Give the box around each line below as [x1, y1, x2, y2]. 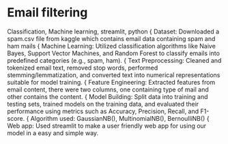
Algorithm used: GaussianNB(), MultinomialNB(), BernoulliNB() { [30, 114, 210, 122]
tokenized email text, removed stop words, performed [7, 63, 158, 72]
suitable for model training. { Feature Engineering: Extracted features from [7, 78, 216, 86]
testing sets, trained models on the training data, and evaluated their [7, 100, 199, 108]
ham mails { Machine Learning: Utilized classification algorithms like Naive [7, 42, 216, 50]
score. [7, 114, 25, 122]
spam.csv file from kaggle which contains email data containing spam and [7, 34, 216, 42]
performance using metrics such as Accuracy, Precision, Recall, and [7, 107, 199, 115]
